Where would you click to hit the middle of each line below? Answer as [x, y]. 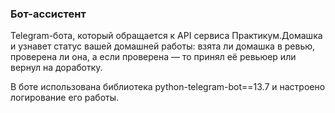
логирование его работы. [65, 98]
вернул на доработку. [56, 68]
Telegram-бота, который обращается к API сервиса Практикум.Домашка [166, 36]
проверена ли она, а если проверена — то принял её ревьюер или [153, 57]
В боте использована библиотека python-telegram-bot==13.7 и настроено [168, 87]
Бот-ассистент [48, 14]
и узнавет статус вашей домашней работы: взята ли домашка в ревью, [163, 46]
